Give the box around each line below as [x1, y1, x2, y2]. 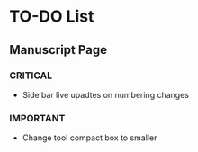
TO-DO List [9, 6, 94, 27]
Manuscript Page [9, 42, 108, 58]
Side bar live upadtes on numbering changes [22, 89, 189, 100]
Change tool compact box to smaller [22, 132, 157, 143]
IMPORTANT [9, 112, 66, 124]
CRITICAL [9, 69, 53, 82]
